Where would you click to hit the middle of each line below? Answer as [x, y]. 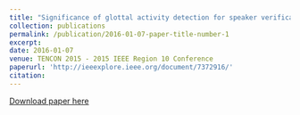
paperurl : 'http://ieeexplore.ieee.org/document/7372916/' [121, 68]
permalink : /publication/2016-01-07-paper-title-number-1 [119, 34]
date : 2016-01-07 [42, 51]
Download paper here [49, 101]
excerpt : [25, 42]
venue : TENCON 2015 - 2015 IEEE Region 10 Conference [112, 59]
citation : [28, 76]
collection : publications [57, 26]
